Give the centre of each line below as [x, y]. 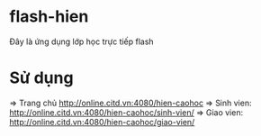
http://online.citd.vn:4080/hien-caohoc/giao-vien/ [102, 122]
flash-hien [49, 17]
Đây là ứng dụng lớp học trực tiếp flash [82, 41]
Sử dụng [41, 78]
